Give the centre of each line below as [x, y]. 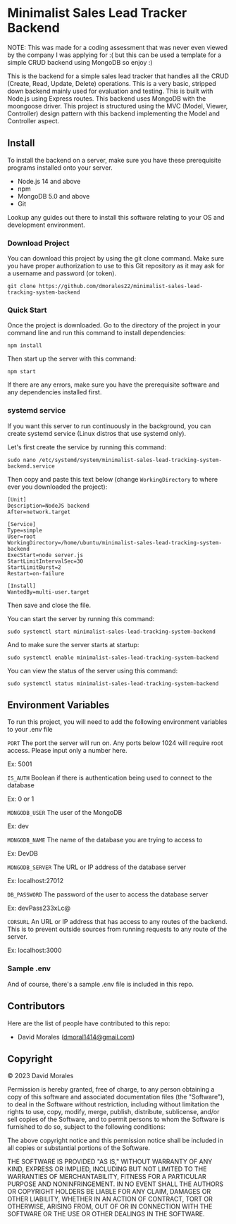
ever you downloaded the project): [57, 487]
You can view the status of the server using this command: [93, 670]
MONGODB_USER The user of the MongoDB [65, 813]
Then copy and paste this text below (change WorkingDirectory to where [113, 479]
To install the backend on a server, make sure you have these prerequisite [114, 160]
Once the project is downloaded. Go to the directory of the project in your [114, 325]
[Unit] [17, 499]
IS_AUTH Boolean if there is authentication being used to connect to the [110, 778]
